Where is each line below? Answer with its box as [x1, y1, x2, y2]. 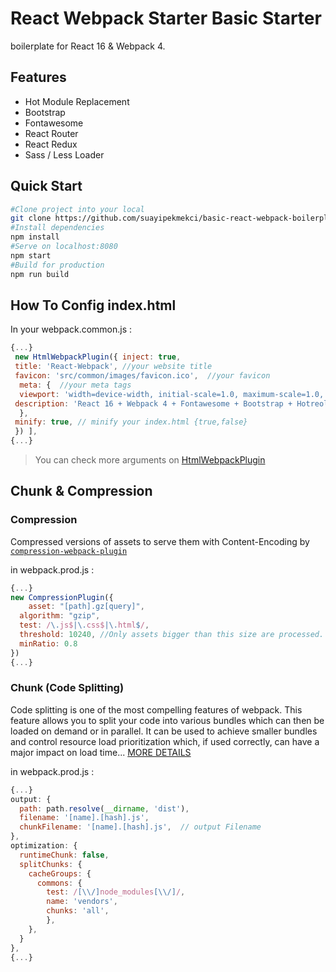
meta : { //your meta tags [19, 380, 132, 390]
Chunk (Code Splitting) [10, 681, 125, 695]
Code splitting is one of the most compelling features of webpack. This [10, 703, 303, 716]
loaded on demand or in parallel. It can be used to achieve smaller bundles [10, 725, 318, 737]
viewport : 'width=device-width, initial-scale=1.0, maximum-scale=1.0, [19, 389, 325, 399]
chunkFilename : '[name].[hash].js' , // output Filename [19, 822, 262, 832]
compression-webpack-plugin [10, 546, 128, 556]
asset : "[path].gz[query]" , [28, 602, 145, 612]
